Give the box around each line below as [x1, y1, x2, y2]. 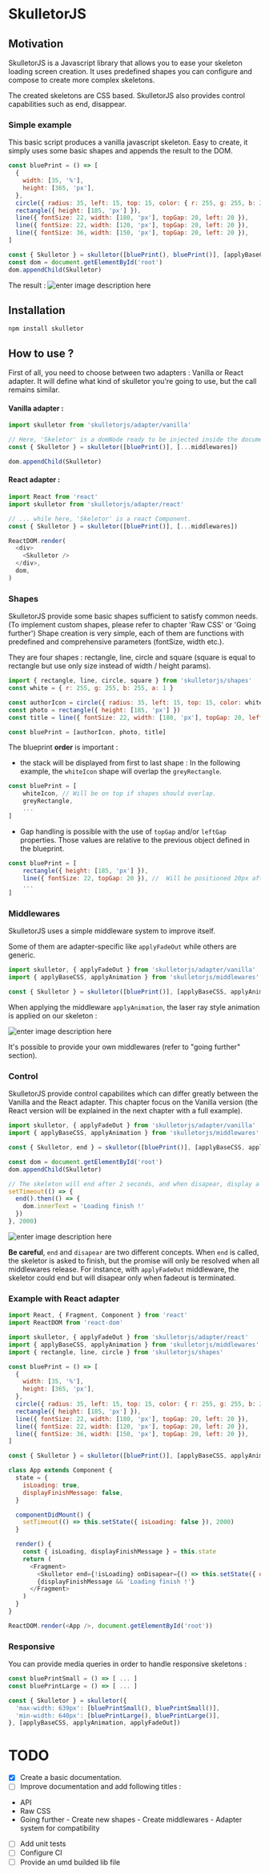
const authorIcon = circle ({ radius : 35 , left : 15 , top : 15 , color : [8, 698, 242, 707]
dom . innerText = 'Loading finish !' [22, 1202, 146, 1211]
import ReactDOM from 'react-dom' [8, 1319, 124, 1327]
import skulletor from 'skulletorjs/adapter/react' [8, 500, 184, 508]
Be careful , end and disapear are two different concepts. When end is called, [8, 1247, 259, 1257]
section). [8, 1051, 38, 1060]
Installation [8, 303, 66, 317]
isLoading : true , [22, 1481, 81, 1489]
